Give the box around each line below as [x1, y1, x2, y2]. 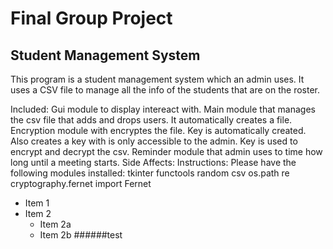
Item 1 [24, 197, 50, 209]
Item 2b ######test [39, 229, 123, 241]
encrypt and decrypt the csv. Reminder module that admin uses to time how [10, 146, 323, 157]
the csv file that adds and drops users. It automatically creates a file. [10, 114, 293, 126]
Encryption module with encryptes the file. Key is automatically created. [10, 125, 307, 136]
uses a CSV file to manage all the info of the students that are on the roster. [10, 84, 320, 96]
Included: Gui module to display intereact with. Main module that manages [10, 103, 316, 115]
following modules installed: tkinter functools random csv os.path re [10, 167, 290, 179]
